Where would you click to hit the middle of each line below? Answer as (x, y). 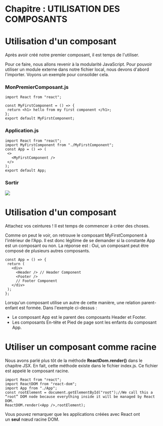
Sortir (12, 182)
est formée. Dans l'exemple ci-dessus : (58, 308)
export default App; (26, 170)
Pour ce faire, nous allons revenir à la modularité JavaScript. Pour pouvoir (79, 65)
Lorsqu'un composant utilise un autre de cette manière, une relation (73, 302)
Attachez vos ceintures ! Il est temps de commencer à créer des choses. (77, 226)
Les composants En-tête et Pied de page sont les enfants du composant (84, 322)
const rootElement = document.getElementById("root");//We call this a (79, 392)
